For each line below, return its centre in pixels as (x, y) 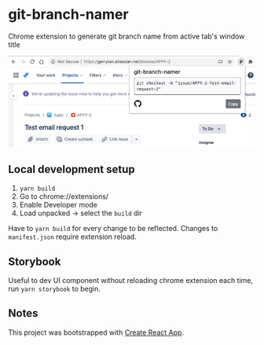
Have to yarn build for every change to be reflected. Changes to (113, 229)
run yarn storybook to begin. (54, 288)
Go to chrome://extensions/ (64, 196)
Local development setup (71, 169)
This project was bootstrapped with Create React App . (96, 332)
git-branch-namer (68, 15)
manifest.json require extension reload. (73, 237)
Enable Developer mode (59, 205)
